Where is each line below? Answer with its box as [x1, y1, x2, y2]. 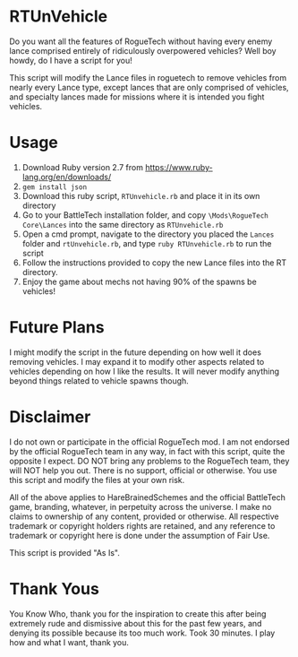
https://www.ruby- [144, 161, 213, 172]
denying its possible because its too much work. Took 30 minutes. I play [9, 627, 276, 638]
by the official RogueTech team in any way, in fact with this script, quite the [9, 445, 285, 456]
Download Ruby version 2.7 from [21, 161, 143, 172]
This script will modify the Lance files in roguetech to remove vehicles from [9, 72, 287, 82]
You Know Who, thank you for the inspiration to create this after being [9, 608, 267, 619]
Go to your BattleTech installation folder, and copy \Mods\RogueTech [21, 209, 268, 220]
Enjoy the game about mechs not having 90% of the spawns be [21, 276, 257, 287]
